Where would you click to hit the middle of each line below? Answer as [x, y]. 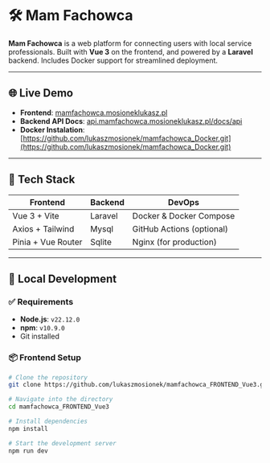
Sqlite [101, 242]
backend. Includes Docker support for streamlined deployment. [113, 60]
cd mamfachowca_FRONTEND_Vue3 [59, 407]
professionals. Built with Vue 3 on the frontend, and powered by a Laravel [131, 51]
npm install [28, 428]
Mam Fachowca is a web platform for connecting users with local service [130, 43]
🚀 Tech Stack [42, 180]
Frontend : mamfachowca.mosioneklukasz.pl [94, 113]
